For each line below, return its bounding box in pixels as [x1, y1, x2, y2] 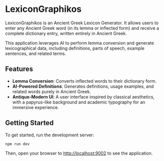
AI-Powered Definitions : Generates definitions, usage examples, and [12, 83, 154, 89]
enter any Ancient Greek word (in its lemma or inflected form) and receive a [5, 25, 160, 31]
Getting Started [5, 119, 54, 127]
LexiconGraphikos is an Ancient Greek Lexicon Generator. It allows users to [5, 20, 159, 26]
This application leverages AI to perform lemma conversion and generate [5, 40, 155, 46]
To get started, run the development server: [5, 132, 94, 138]
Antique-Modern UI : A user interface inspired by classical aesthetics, [12, 94, 155, 100]
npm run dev [5, 141, 30, 147]
